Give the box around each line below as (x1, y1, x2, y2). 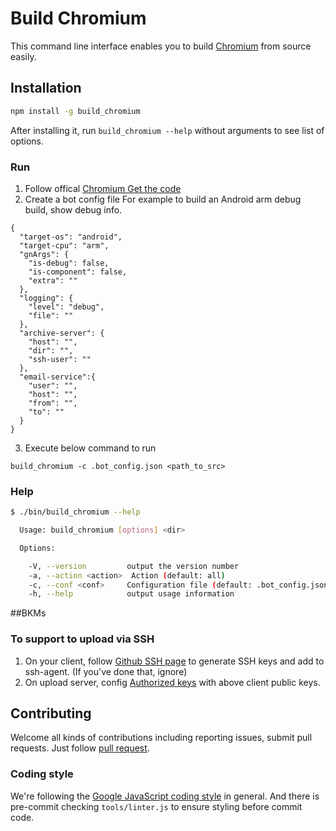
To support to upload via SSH (10, 632, 155, 646)
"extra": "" (28, 275, 78, 286)
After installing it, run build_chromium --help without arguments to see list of (10, 124, 325, 136)
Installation (10, 80, 82, 97)
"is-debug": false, (28, 258, 110, 268)
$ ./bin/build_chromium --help (10, 507, 141, 517)
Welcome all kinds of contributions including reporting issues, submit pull (10, 732, 313, 744)
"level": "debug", (28, 302, 105, 312)
